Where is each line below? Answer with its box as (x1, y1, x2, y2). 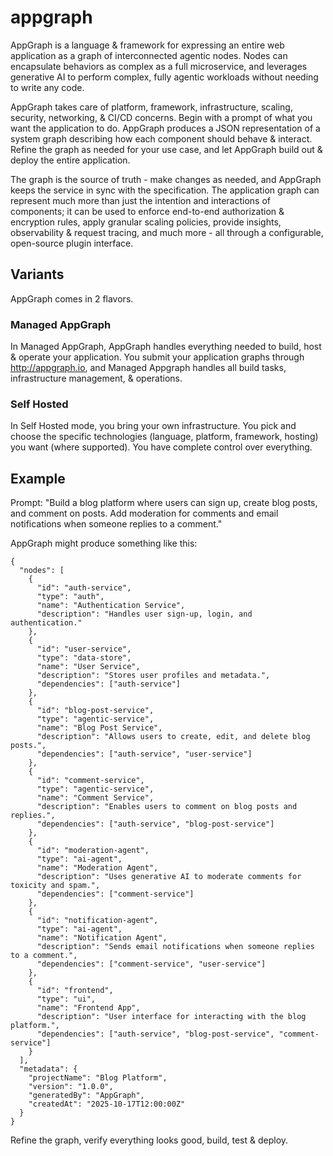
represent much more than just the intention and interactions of (10, 194, 272, 206)
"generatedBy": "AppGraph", (28, 1091, 145, 1101)
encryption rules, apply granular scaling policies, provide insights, (10, 216, 282, 228)
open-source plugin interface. (10, 237, 134, 249)
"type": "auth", (36, 592, 105, 602)
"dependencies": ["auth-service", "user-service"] (36, 749, 253, 760)
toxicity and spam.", (10, 881, 101, 891)
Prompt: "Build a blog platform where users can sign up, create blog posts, (10, 497, 318, 509)
